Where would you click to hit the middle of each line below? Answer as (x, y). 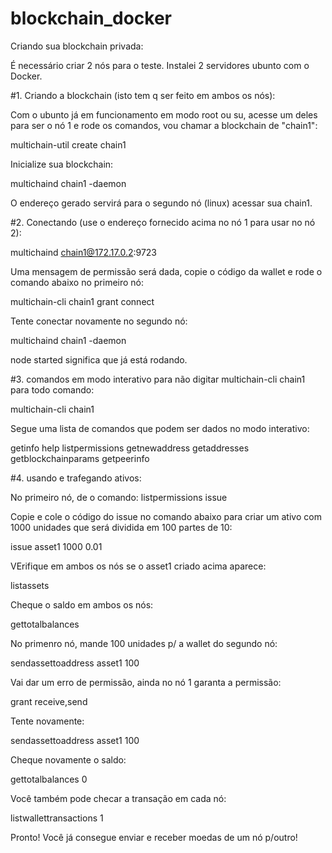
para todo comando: (52, 389)
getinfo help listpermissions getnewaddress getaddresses (130, 448)
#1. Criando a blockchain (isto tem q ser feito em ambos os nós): (143, 95)
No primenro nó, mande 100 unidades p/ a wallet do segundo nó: (144, 643)
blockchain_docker (91, 18)
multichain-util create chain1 (68, 144)
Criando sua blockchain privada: (77, 46)
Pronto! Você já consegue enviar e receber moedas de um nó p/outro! (154, 837)
